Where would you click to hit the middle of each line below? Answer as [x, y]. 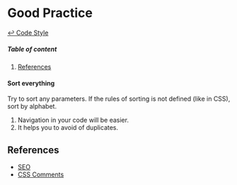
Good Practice [50, 13]
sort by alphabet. [32, 106]
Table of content [32, 49]
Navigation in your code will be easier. [73, 120]
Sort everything [31, 83]
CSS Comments [41, 174]
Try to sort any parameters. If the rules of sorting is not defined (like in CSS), [119, 99]
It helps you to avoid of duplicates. [68, 128]
